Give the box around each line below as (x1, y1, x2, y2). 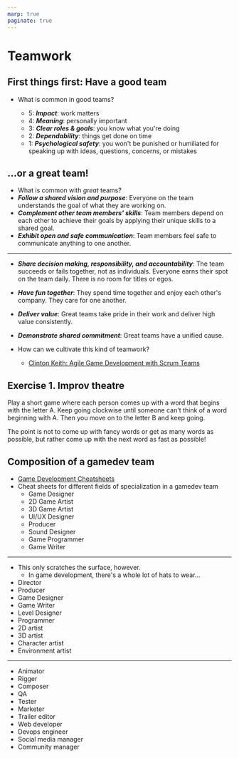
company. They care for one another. (17, 296, 127, 305)
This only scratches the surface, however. (17, 563, 141, 571)
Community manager (17, 742, 80, 751)
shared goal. (17, 224, 55, 232)
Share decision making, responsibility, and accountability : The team (17, 259, 225, 268)
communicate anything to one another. (17, 239, 132, 248)
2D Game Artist (28, 497, 73, 506)
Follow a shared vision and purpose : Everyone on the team (17, 194, 194, 202)
